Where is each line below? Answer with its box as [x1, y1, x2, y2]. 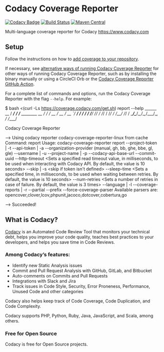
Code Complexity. [5, 303, 42, 309]
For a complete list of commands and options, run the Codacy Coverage [5, 90, 151, 96]
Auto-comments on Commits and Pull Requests [12, 273, 108, 278]
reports [5, 187, 20, 193]
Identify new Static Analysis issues [12, 262, 82, 268]
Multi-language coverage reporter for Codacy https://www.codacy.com [5, 28, 149, 34]
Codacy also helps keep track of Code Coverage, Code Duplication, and [5, 298, 150, 304]
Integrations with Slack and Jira [12, 278, 76, 284]
